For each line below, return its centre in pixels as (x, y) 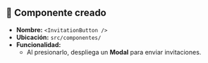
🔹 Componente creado (56, 13)
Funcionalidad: (38, 44)
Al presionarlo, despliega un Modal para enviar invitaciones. (114, 52)
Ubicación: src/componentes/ (59, 37)
